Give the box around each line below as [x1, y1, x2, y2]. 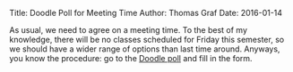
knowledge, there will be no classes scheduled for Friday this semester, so [9, 35, 285, 44]
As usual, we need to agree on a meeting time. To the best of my [9, 25, 248, 35]
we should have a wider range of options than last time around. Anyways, [9, 44, 280, 54]
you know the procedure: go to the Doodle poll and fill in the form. [9, 53, 253, 63]
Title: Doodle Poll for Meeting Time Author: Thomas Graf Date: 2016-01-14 [9, 8, 283, 18]
